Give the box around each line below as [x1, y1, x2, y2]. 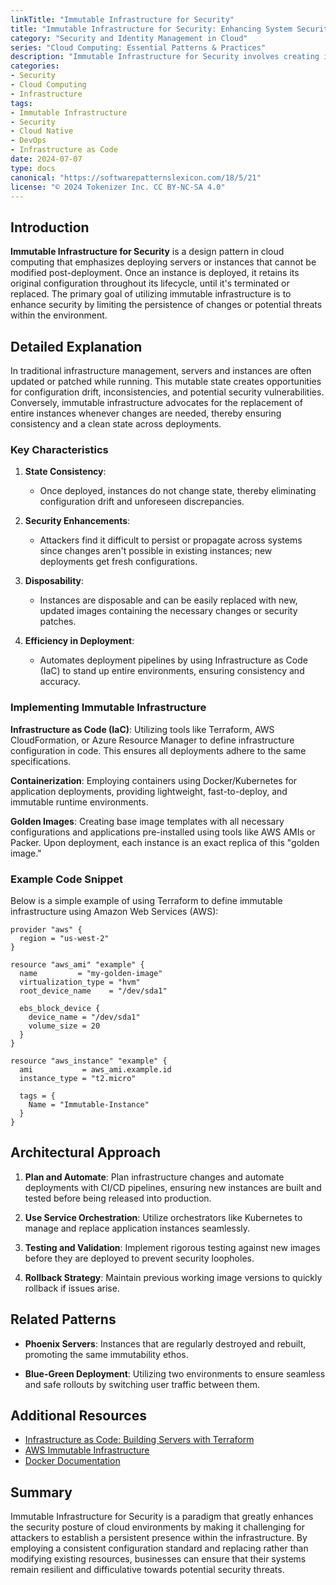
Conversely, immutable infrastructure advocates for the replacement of [10, 397, 303, 408]
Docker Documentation [24, 1455, 121, 1467]
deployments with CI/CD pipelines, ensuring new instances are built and [24, 1181, 322, 1193]
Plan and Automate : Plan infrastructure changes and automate [24, 1171, 285, 1183]
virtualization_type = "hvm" [19, 977, 141, 987]
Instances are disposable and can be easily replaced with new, [39, 594, 298, 606]
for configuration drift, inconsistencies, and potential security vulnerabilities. [10, 386, 325, 398]
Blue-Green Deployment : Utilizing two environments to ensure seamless [24, 1367, 326, 1380]
